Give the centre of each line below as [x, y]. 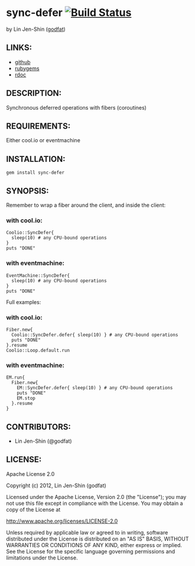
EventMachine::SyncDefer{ [38, 276]
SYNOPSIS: [27, 191]
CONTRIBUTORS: [38, 427]
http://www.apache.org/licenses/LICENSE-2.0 [62, 521]
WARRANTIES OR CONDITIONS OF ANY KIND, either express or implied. [94, 545]
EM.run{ [16, 378]
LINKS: [19, 48]
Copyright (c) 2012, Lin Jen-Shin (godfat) [56, 485]
